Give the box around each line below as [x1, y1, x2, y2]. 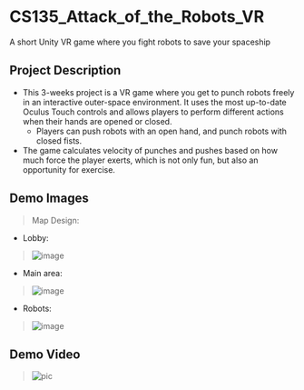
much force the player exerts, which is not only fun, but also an [22, 155, 259, 165]
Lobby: [22, 232, 49, 243]
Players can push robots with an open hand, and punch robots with [35, 125, 288, 136]
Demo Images [9, 191, 89, 206]
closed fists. [35, 135, 83, 146]
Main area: [22, 267, 63, 278]
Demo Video [9, 346, 81, 362]
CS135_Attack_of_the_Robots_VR [9, 6, 265, 27]
